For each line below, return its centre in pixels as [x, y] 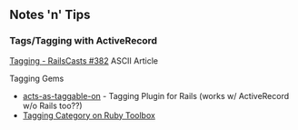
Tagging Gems [37, 78]
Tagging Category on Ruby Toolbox [89, 115]
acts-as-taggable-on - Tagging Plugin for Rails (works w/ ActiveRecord [156, 95]
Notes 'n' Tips [50, 15]
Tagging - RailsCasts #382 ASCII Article [84, 60]
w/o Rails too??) [53, 105]
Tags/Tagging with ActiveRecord [83, 41]
